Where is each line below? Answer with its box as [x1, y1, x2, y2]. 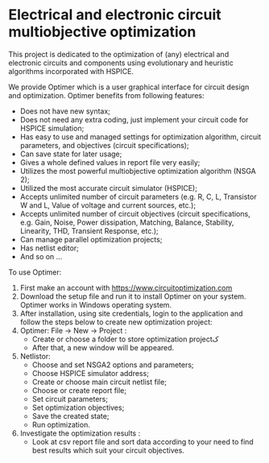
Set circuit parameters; [31, 394, 109, 403]
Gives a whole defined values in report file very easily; [19, 157, 201, 167]
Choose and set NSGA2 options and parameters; [31, 360, 195, 370]
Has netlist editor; [19, 243, 79, 253]
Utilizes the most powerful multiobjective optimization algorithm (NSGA [19, 166, 256, 176]
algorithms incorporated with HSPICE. [8, 66, 134, 76]
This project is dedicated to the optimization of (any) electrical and [8, 49, 230, 59]
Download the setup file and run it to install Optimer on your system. [19, 291, 246, 301]
